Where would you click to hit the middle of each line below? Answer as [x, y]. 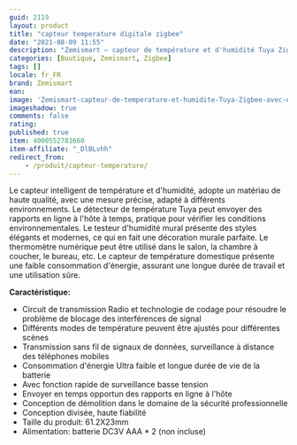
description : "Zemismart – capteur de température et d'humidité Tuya [142, 50]
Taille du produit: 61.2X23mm [75, 422]
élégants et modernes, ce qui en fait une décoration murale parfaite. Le [139, 238]
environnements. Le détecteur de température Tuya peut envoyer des [136, 210]
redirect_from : [37, 157]
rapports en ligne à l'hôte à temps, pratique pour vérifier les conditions [138, 219]
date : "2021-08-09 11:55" [57, 42]
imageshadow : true [43, 108]
